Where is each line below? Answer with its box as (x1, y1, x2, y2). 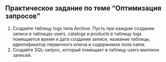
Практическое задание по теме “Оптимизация (5, 4, 161, 13)
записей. (12, 52, 32, 58)
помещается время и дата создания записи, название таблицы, (12, 36, 150, 42)
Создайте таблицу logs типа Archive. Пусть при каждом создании (12, 25, 155, 31)
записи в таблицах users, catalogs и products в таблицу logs (12, 30, 142, 37)
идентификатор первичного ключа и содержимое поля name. (12, 41, 146, 47)
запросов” (5, 12, 40, 21)
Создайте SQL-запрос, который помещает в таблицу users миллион (12, 46, 159, 52)
